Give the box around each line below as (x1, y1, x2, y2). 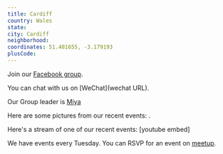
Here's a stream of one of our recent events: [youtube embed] (7, 125, 190, 133)
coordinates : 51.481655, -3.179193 (7, 43, 113, 51)
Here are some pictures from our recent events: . (7, 111, 151, 120)
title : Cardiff (7, 10, 53, 18)
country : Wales (7, 17, 53, 24)
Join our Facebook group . (7, 69, 83, 78)
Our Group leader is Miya (7, 97, 81, 106)
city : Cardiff (7, 30, 50, 38)
